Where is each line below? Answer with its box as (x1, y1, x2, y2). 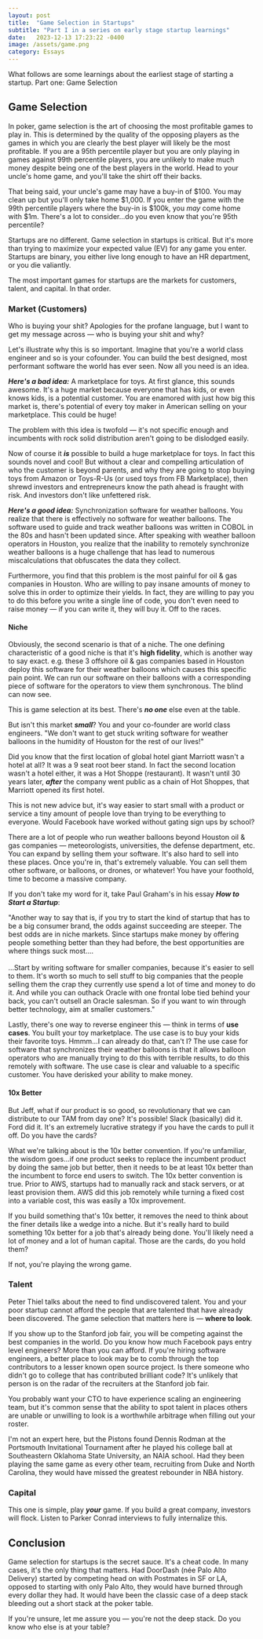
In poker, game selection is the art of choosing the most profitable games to (8, 121, 254, 130)
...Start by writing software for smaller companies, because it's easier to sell (8, 963, 254, 973)
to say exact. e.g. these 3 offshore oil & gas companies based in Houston (8, 656, 245, 666)
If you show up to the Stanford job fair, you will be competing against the (8, 1328, 243, 1338)
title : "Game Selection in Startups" (8, 19, 135, 27)
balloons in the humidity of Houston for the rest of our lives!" (8, 737, 204, 746)
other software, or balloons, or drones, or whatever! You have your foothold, (8, 866, 254, 875)
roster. (8, 1418, 29, 1429)
